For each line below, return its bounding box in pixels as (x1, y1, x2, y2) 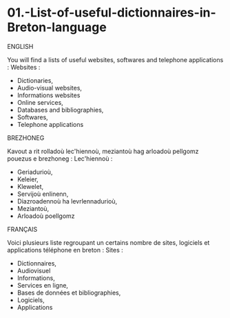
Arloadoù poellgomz (17, 212, 75, 220)
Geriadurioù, (17, 168, 53, 176)
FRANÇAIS (7, 225, 38, 233)
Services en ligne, (17, 281, 69, 289)
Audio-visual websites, (17, 83, 83, 92)
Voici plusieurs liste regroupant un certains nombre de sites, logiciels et (7, 238, 210, 246)
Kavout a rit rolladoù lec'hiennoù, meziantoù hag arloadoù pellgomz (7, 147, 199, 155)
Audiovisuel (17, 266, 51, 275)
